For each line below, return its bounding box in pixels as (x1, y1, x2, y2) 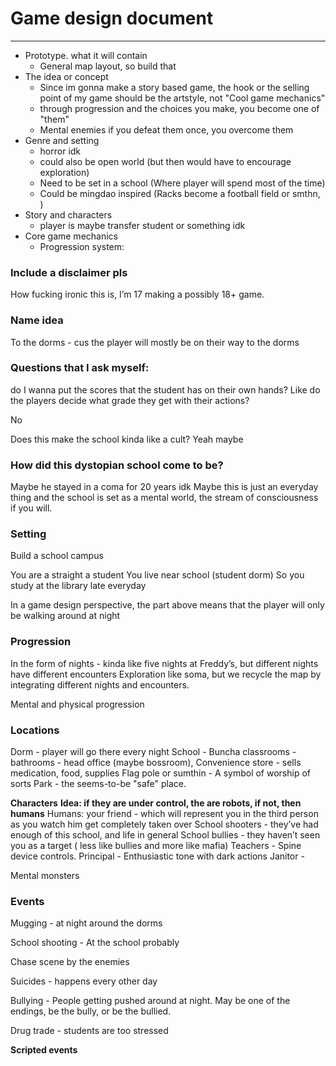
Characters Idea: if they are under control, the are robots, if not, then (10, 797, 302, 809)
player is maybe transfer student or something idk (39, 219, 246, 231)
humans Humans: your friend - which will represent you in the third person (10, 808, 319, 820)
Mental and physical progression (10, 698, 145, 710)
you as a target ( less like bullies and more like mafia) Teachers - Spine (10, 840, 302, 852)
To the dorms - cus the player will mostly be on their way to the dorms (10, 336, 300, 348)
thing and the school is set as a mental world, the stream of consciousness (10, 492, 319, 504)
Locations (10, 723, 60, 737)
